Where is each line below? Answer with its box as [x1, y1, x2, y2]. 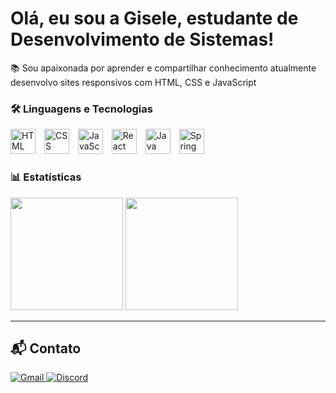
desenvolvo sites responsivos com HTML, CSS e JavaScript [10, 76, 257, 88]
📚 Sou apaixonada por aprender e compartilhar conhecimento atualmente [10, 62, 317, 74]
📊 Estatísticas [10, 170, 82, 184]
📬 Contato [10, 340, 82, 357]
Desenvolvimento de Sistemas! [10, 28, 275, 51]
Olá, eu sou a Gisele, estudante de [10, 7, 299, 30]
